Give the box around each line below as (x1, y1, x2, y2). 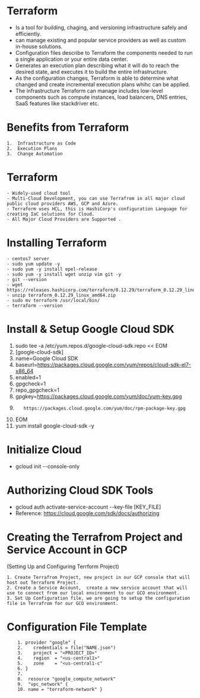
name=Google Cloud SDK (15, 354, 79, 362)
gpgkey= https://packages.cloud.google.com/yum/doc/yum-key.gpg (15, 392, 182, 400)
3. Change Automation (7, 151, 63, 157)
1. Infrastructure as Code (7, 140, 77, 147)
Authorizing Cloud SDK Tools (7, 484, 154, 497)
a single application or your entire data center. (15, 55, 128, 63)
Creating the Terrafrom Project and (7, 530, 183, 544)
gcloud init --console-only (15, 463, 80, 470)
